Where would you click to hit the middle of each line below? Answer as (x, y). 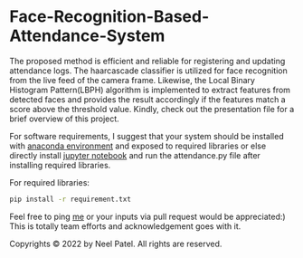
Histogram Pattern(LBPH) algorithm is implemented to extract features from (150, 90)
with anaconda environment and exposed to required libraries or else (138, 146)
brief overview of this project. (64, 119)
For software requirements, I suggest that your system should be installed (147, 136)
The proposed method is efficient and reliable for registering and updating (147, 61)
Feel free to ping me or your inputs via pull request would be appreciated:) (148, 216)
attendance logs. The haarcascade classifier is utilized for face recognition (148, 71)
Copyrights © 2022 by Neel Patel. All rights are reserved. (116, 244)
